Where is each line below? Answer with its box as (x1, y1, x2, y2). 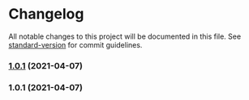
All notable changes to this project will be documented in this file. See (8, 31, 242, 41)
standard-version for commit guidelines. (8, 40, 143, 49)
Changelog (8, 5, 84, 23)
